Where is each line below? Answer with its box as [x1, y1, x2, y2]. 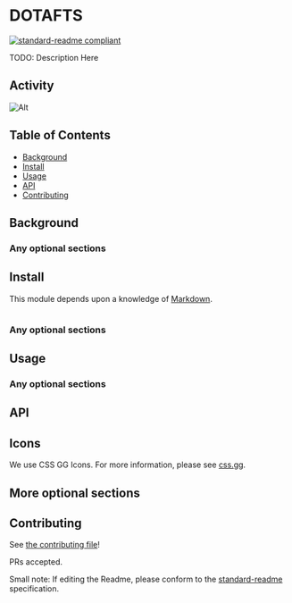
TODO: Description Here [9, 52, 99, 63]
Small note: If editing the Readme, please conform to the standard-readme [9, 574, 283, 585]
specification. [9, 583, 60, 594]
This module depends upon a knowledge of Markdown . [9, 293, 213, 304]
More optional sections [9, 485, 140, 500]
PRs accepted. [9, 557, 63, 567]
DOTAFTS [9, 5, 83, 26]
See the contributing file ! [9, 540, 101, 550]
